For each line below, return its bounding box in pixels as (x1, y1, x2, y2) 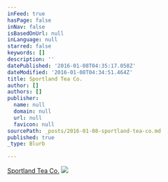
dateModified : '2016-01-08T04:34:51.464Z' (7, 69, 133, 76)
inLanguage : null (7, 36, 58, 43)
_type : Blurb (7, 141, 45, 148)
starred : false (7, 43, 52, 50)
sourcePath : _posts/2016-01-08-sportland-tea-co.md (7, 127, 161, 134)
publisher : (7, 95, 39, 102)
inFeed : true (7, 10, 45, 17)
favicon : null (13, 120, 55, 128)
